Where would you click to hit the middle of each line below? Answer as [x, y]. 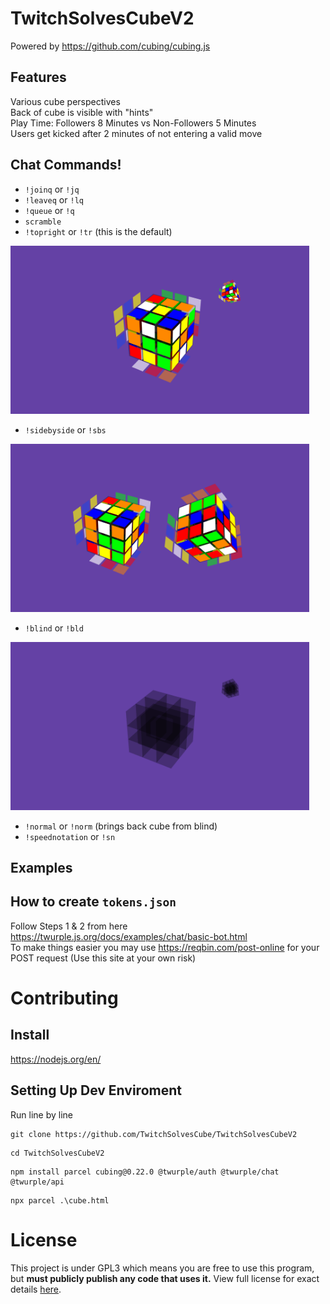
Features [38, 77]
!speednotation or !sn [70, 836]
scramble [43, 222]
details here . [36, 1289]
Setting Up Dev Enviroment [96, 1090]
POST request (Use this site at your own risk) [103, 958]
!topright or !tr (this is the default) [98, 231]
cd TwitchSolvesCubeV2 [57, 1153]
